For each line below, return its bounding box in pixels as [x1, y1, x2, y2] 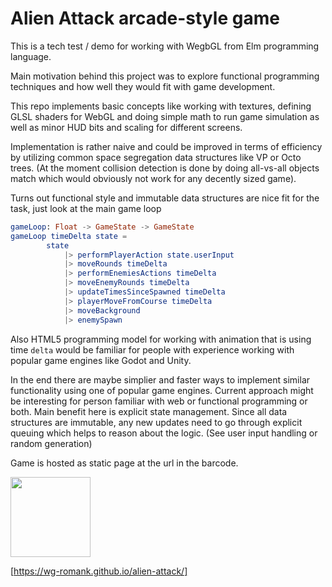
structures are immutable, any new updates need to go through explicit [10, 416, 303, 428]
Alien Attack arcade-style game [10, 7, 280, 30]
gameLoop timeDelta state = [10, 231, 128, 241]
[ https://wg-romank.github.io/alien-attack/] [10, 565, 188, 577]
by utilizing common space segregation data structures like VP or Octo [10, 151, 302, 163]
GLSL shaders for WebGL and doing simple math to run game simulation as [10, 110, 320, 122]
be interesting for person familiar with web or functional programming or [10, 395, 308, 407]
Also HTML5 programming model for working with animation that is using [10, 333, 312, 345]
